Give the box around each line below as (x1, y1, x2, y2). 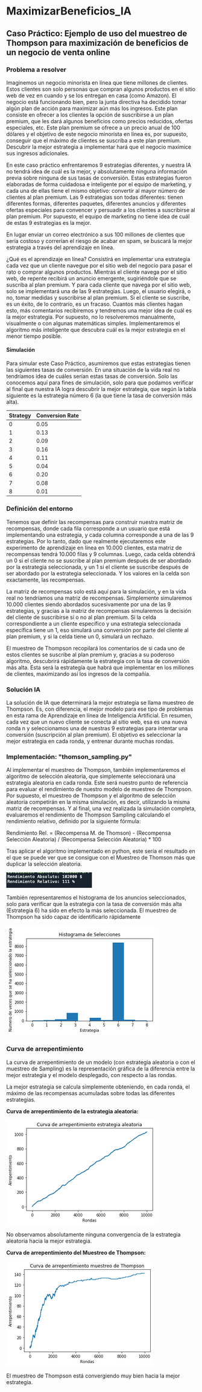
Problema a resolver (6, 65, 66, 74)
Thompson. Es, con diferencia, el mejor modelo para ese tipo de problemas (6, 705, 194, 713)
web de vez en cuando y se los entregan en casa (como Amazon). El (6, 92, 177, 99)
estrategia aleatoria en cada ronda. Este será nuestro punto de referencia (6, 779, 188, 786)
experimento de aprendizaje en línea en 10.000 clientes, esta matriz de (6, 544, 182, 551)
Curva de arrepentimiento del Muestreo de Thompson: (6, 1249, 146, 1256)
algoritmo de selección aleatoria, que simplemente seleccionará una (6, 772, 176, 780)
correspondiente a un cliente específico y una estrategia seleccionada (6, 620, 181, 627)
